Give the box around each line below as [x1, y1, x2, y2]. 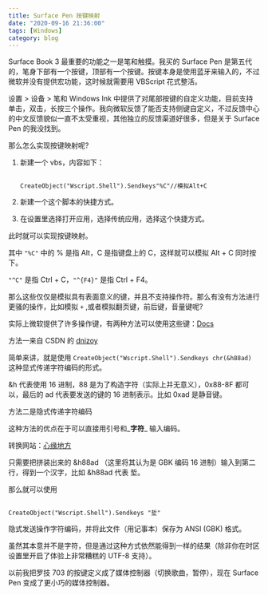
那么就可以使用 [8, 485, 57, 494]
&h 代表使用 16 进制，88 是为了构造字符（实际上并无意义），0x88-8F [8, 380, 234, 390]
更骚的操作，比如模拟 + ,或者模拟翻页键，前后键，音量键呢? [8, 302, 203, 311]
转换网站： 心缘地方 [8, 441, 72, 450]
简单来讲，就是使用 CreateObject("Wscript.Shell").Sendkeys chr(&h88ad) [8, 353, 252, 363]
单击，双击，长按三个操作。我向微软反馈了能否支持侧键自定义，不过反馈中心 [8, 104, 260, 113]
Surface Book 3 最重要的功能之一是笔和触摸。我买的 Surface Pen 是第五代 [8, 57, 253, 66]
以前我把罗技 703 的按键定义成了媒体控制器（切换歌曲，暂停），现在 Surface [8, 568, 259, 577]
